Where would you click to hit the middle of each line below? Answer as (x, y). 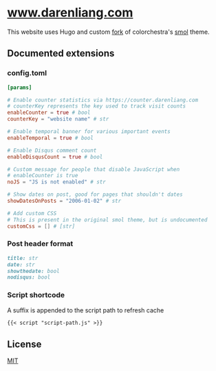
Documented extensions (61, 53)
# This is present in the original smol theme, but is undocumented (107, 220)
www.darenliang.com (70, 13)
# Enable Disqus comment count (52, 150)
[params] (20, 88)
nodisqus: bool (29, 277)
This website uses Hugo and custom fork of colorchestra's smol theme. (108, 32)
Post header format (40, 244)
